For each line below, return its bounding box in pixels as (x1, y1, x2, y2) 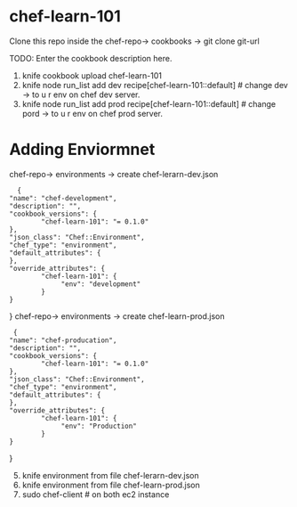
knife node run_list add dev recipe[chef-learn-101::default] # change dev (21, 79, 289, 90)
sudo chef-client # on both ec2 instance (21, 488, 170, 500)
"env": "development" (60, 279, 141, 289)
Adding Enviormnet (9, 140, 156, 159)
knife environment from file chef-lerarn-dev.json (21, 470, 200, 480)
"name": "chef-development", (9, 193, 117, 202)
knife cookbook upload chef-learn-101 (21, 70, 163, 81)
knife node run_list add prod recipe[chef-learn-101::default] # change (21, 98, 277, 109)
